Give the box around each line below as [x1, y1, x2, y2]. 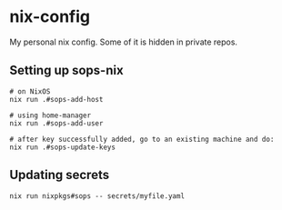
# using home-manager [9, 111, 92, 120]
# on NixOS [9, 86, 51, 96]
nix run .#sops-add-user [9, 118, 104, 128]
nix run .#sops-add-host [9, 95, 104, 104]
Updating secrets [9, 167, 110, 183]
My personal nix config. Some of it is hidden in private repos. [9, 36, 238, 47]
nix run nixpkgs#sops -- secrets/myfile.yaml [9, 191, 185, 201]
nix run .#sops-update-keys [9, 143, 116, 152]
